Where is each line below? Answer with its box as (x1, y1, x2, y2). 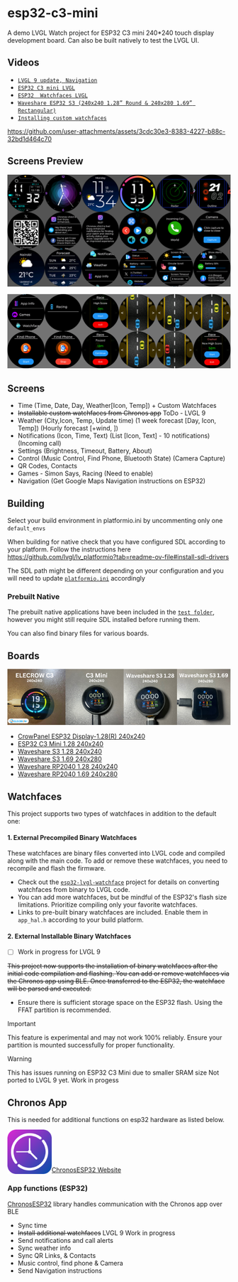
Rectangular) (17, 107, 57, 114)
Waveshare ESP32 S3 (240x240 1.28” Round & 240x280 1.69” (17, 99, 193, 107)
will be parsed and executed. (7, 984, 92, 993)
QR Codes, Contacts (17, 462, 78, 470)
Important (7, 1020, 36, 1028)
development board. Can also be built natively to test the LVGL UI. (7, 36, 200, 44)
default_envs (7, 525, 46, 532)
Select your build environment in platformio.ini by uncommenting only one (7, 517, 223, 525)
